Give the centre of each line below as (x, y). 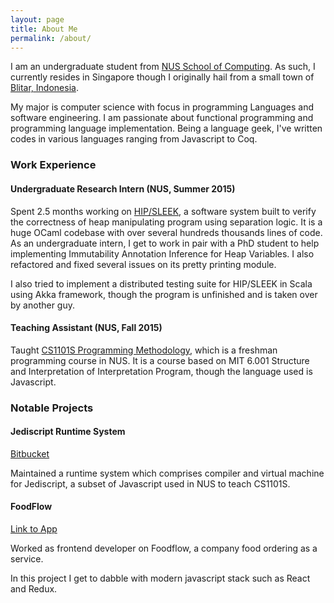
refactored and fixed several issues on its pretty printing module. (143, 264)
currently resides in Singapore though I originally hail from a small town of (162, 77)
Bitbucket (30, 453)
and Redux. (34, 589)
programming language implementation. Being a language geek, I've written (166, 128)
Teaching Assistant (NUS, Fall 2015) (86, 328)
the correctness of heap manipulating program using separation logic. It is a (166, 222)
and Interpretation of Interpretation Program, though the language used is (161, 371)
